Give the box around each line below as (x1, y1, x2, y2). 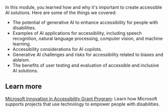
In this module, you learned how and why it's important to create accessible (5, 5, 162, 10)
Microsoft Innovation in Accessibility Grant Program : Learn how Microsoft (5, 95, 157, 101)
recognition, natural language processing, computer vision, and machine (12, 35, 163, 41)
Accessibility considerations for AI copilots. (12, 46, 103, 52)
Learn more (5, 82, 42, 91)
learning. (12, 41, 31, 47)
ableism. (12, 57, 30, 63)
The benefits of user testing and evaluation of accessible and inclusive (12, 63, 159, 68)
